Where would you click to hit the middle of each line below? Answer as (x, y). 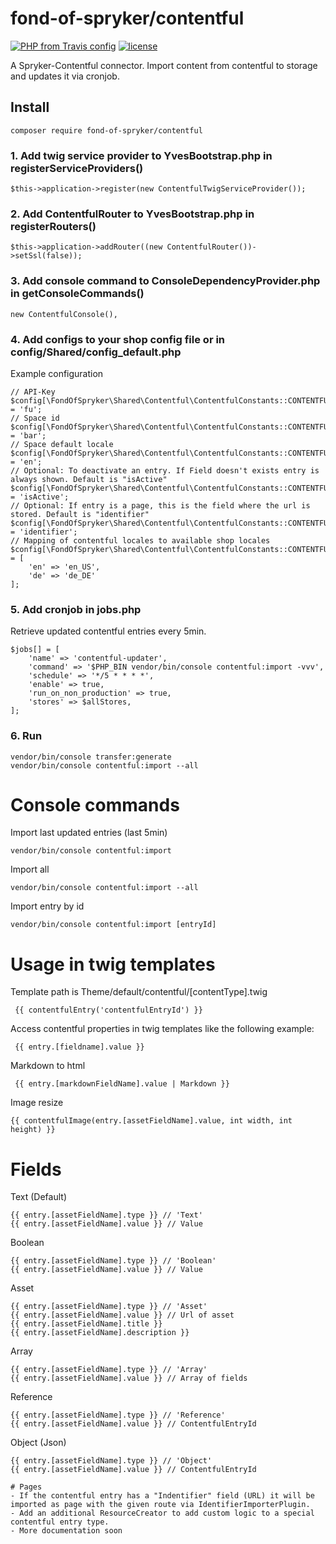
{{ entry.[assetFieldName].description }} (100, 1333)
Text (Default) (38, 1197)
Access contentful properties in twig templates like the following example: (162, 1029)
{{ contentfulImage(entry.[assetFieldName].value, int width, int (151, 1121)
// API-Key (33, 392)
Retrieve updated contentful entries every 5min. (108, 631)
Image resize (37, 1103)
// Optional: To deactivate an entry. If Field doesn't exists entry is (165, 470)
